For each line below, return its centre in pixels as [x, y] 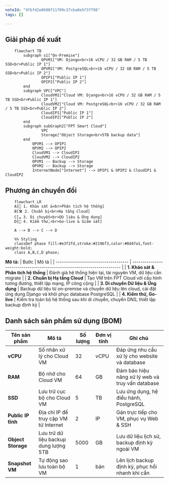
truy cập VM [53, 418]
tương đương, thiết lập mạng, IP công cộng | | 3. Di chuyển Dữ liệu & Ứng [81, 283]
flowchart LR [28, 202]
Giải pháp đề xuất [33, 39]
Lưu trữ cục [52, 391]
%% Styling [26, 239]
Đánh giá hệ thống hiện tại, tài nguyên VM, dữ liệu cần [106, 273]
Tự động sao [53, 460]
